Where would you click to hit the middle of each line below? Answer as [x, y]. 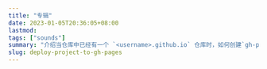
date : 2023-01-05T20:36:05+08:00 [64, 23]
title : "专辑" [31, 15]
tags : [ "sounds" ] [37, 38]
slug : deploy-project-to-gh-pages [66, 52]
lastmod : [23, 30]
